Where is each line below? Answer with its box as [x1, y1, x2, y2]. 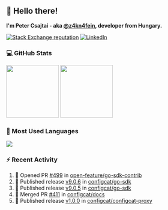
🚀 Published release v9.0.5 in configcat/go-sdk [14, 184, 131, 191]
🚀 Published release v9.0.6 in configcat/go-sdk [14, 178, 131, 185]
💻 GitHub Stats [6, 49, 52, 57]
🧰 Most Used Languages [6, 127, 79, 136]
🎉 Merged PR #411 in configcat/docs [14, 190, 105, 198]
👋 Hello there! [6, 6, 58, 16]
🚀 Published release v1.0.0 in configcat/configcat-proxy [14, 197, 153, 204]
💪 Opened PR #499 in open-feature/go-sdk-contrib [14, 172, 142, 179]
